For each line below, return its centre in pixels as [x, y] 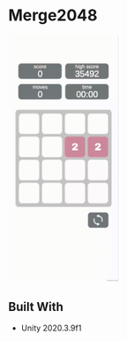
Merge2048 [53, 16]
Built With [36, 307]
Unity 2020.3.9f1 [51, 328]
